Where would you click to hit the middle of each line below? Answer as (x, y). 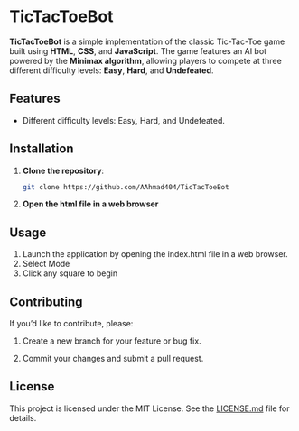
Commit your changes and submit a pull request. (113, 359)
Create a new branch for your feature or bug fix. (112, 341)
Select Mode (46, 264)
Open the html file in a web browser (90, 204)
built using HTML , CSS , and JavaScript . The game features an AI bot (138, 50)
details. (23, 417)
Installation (42, 149)
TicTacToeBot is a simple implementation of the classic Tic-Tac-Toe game (147, 41)
